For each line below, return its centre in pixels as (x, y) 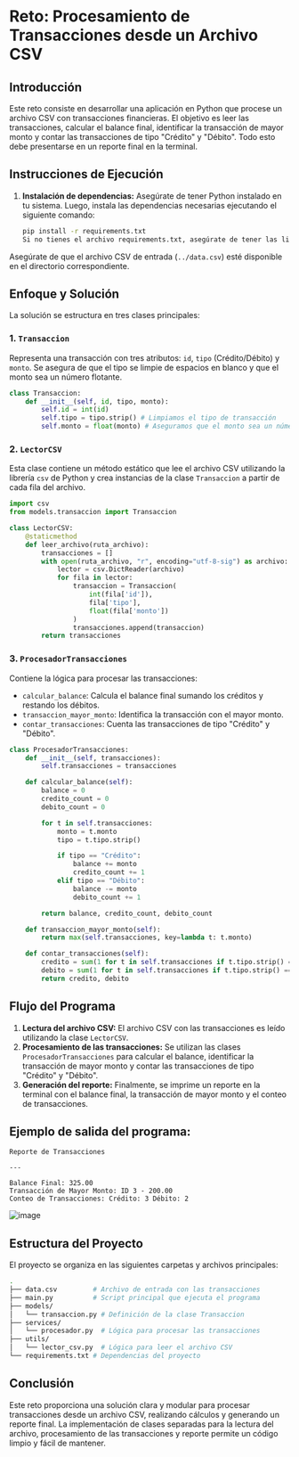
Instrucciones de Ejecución (86, 174)
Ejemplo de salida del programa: (100, 1131)
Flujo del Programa (62, 1007)
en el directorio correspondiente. (69, 266)
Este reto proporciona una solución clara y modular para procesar (130, 1404)
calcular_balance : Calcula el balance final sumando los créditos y (143, 695)
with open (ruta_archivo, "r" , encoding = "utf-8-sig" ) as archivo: (165, 561)
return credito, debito (85, 978)
